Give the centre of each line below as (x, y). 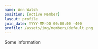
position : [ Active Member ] (32, 14)
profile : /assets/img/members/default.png (49, 28)
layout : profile (21, 19)
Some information (23, 42)
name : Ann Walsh (21, 10)
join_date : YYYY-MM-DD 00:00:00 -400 (43, 24)
